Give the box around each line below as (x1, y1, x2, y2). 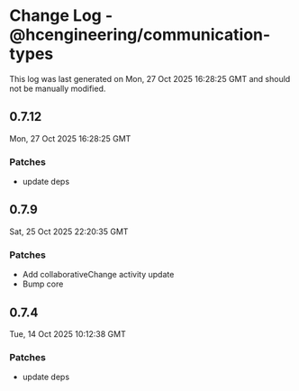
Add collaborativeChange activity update (22, 269, 175, 280)
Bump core (22, 278, 64, 289)
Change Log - (9, 5, 113, 26)
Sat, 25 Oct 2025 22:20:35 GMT (9, 226, 129, 237)
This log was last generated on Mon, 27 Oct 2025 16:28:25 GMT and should (9, 73, 291, 84)
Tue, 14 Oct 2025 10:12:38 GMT (9, 328, 126, 339)
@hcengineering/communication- (9, 24, 271, 45)
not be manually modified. (9, 83, 106, 94)
